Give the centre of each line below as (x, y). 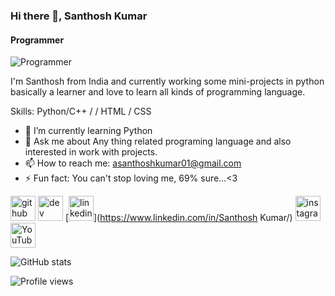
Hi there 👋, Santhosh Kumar (79, 16)
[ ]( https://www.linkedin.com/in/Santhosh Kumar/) (178, 218)
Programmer (37, 40)
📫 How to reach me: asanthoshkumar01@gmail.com (133, 163)
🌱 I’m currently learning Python (88, 131)
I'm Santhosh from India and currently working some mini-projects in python (167, 81)
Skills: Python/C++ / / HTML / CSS (81, 111)
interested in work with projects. (91, 152)
